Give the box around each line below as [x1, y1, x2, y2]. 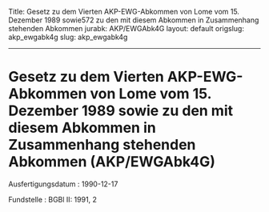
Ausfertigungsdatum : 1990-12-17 [8, 179, 118, 189]
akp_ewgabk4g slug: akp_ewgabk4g [8, 32, 128, 42]
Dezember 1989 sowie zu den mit [8, 102, 234, 120]
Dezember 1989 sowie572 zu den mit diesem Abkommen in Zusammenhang [8, 15, 259, 25]
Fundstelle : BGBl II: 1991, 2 [8, 194, 98, 204]
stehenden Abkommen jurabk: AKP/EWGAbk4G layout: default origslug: [8, 24, 244, 33]
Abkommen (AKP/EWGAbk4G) [8, 153, 216, 171]
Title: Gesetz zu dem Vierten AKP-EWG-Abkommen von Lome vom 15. [8, 7, 240, 16]
